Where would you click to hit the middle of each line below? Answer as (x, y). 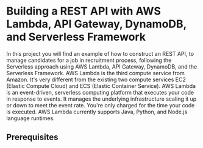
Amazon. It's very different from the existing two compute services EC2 (96, 79)
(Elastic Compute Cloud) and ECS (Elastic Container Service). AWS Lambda (101, 86)
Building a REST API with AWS (84, 11)
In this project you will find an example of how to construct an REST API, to (100, 53)
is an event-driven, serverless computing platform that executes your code (100, 92)
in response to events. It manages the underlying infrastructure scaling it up (101, 99)
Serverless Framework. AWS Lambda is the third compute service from (95, 73)
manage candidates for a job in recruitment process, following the (89, 60)
